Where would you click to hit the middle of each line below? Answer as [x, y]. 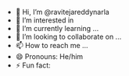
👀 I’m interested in [45, 20]
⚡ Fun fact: [33, 65]
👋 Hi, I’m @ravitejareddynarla [62, 12]
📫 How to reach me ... [52, 45]
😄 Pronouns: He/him [49, 57]
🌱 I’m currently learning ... [57, 28]
